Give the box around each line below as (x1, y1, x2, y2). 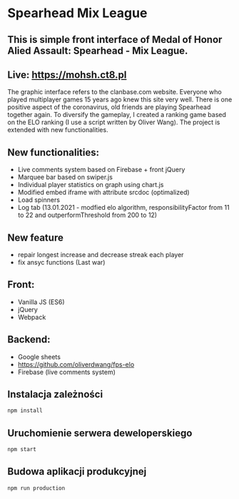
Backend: (7, 333, 51, 346)
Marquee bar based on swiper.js (17, 173, 113, 181)
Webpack (17, 313, 46, 321)
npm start (7, 446, 37, 453)
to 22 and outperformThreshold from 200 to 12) (17, 211, 158, 219)
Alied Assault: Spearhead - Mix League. (7, 44, 188, 56)
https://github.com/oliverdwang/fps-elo (17, 360, 135, 368)
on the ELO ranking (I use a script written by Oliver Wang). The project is (7, 118, 220, 126)
